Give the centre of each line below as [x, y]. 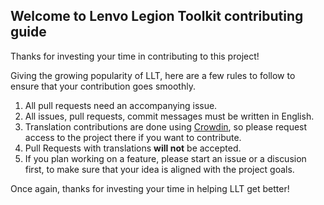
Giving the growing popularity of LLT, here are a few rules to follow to [153, 75]
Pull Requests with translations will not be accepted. [133, 148]
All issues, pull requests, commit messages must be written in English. [169, 116]
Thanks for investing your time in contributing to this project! [135, 56]
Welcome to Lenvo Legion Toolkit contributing [157, 16]
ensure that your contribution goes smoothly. [103, 86]
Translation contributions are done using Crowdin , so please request [166, 126]
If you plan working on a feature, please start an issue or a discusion [165, 158]
